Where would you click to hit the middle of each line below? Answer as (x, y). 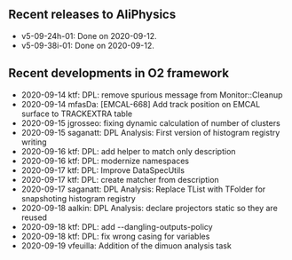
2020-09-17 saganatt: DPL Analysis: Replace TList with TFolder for (143, 189)
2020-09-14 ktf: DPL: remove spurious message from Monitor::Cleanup (152, 95)
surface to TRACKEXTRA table (77, 114)
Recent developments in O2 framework (119, 73)
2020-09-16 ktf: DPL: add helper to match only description (128, 151)
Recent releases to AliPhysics (92, 15)
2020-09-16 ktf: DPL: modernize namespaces (105, 161)
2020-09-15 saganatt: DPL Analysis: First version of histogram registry (150, 132)
